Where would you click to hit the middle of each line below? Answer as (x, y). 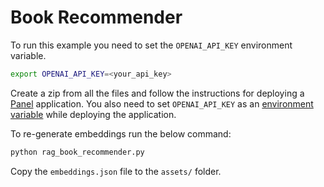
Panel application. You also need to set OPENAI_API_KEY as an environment (162, 103)
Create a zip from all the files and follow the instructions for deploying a (157, 93)
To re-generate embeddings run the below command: (121, 133)
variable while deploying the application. (93, 114)
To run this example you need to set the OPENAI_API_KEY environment (151, 45)
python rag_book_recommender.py (77, 152)
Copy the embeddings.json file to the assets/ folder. (116, 171)
